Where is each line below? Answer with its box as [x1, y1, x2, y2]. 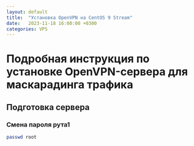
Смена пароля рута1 [6, 120, 70, 128]
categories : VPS [6, 26, 48, 32]
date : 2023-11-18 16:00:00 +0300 [6, 20, 97, 26]
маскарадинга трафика [6, 78, 133, 92]
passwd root [6, 134, 37, 141]
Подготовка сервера [6, 102, 90, 113]
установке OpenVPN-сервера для [6, 65, 188, 79]
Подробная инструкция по [6, 52, 150, 66]
